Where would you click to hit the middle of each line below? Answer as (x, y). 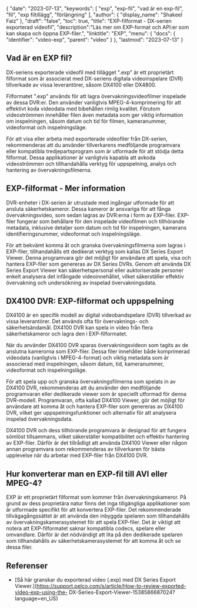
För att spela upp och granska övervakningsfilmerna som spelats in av (91, 382)
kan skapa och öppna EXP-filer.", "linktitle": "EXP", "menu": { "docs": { (91, 33)
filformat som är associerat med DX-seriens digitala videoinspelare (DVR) (95, 78)
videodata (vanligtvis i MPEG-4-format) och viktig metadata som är (88, 358)
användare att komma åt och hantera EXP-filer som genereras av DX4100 (95, 407)
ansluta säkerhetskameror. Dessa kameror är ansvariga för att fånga (89, 209)
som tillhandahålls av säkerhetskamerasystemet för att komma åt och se (94, 541)
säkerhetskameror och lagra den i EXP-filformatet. (67, 334)
